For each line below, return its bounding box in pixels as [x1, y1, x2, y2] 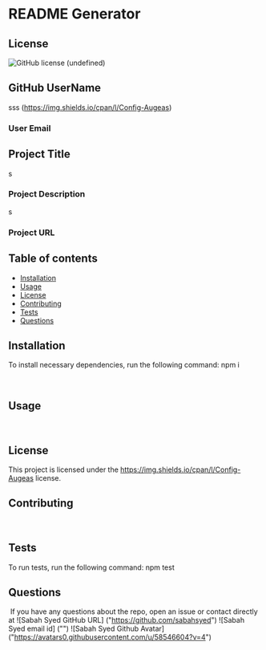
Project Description [8, 189, 86, 200]
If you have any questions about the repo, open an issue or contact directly [10, 607, 258, 616]
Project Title [8, 148, 71, 161]
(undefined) [66, 58, 106, 67]
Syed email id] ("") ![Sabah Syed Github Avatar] [8, 624, 165, 634]
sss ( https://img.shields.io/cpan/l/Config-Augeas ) [8, 102, 172, 112]
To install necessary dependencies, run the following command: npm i [8, 360, 240, 370]
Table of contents [8, 252, 98, 266]
